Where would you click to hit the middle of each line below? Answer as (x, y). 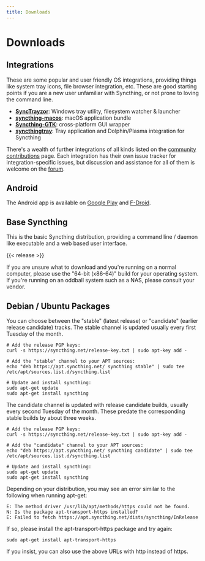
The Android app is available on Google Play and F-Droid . (79, 203)
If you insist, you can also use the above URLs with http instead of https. (97, 551)
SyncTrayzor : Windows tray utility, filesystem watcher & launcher (98, 111)
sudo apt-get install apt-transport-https (61, 540)
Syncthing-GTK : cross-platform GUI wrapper (73, 124)
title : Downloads (28, 12)
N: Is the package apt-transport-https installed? (72, 512)
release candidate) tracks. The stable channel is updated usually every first (101, 327)
